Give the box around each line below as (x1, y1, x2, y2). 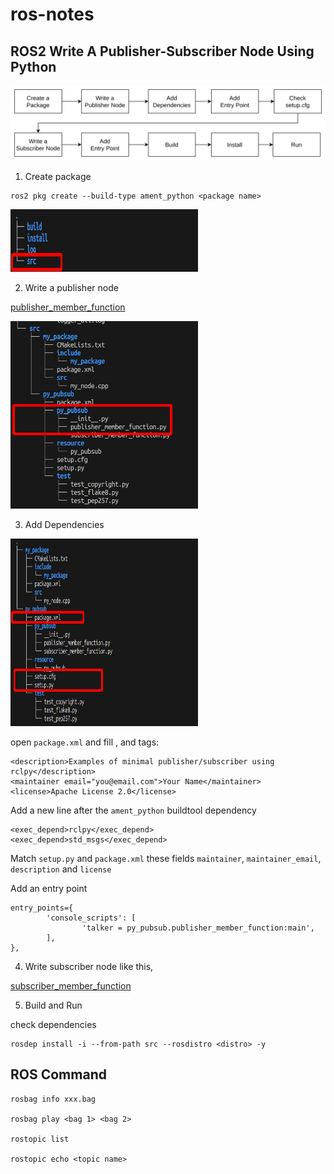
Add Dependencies (24, 519, 105, 531)
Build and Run (24, 999, 83, 1012)
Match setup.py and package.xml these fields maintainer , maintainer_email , (10, 853, 322, 865)
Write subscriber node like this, (24, 961, 154, 973)
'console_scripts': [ (46, 913, 137, 923)
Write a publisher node (24, 282, 119, 294)
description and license (10, 863, 112, 875)
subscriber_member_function (10, 980, 132, 992)
